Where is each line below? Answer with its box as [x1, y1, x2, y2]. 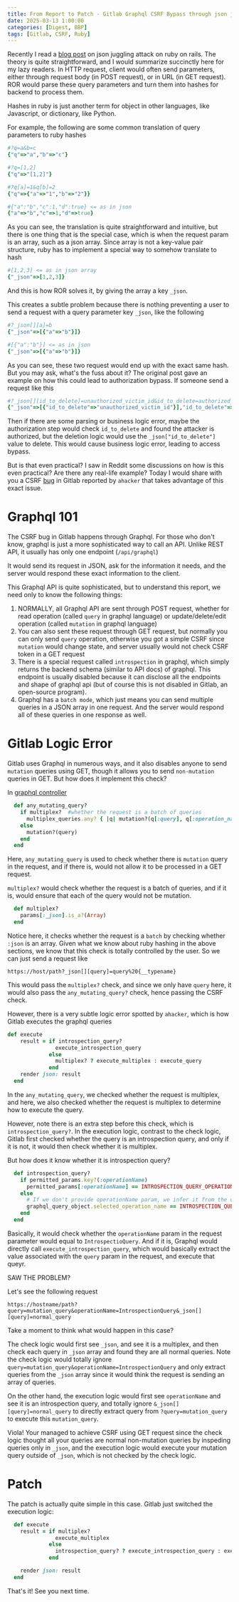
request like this [7, 384, 55, 392]
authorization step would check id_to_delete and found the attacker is [7, 424, 215, 433]
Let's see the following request [7, 1287, 98, 1296]
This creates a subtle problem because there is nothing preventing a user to [7, 301, 230, 309]
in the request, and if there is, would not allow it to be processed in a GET [7, 862, 223, 871]
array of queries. [7, 1378, 56, 1386]
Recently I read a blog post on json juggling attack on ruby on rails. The [7, 50, 216, 59]
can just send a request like [7, 954, 88, 963]
